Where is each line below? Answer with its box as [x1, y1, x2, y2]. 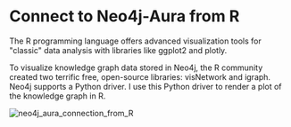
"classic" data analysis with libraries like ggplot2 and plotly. [9, 44, 228, 55]
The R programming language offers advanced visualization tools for [9, 36, 262, 46]
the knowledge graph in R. [9, 91, 106, 101]
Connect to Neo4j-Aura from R [9, 6, 240, 27]
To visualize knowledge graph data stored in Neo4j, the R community [9, 62, 263, 73]
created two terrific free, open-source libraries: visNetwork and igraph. [9, 71, 270, 82]
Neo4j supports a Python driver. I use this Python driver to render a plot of [9, 81, 283, 91]
